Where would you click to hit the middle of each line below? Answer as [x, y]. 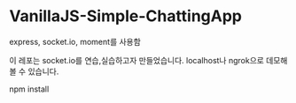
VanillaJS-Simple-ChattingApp [125, 16]
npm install [29, 89]
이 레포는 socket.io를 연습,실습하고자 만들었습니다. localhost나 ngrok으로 [136, 60]
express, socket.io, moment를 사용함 [75, 41]
